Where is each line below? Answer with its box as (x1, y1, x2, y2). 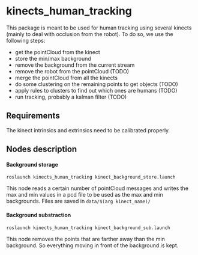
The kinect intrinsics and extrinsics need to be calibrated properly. (6, 126, 170, 134)
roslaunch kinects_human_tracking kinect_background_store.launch (6, 174, 176, 180)
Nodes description (6, 144, 77, 155)
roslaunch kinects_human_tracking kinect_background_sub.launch (6, 224, 170, 231)
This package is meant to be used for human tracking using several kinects (6, 24, 192, 31)
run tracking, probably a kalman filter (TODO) (14, 93, 127, 100)
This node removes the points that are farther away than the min (6, 235, 165, 242)
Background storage (6, 161, 59, 168)
